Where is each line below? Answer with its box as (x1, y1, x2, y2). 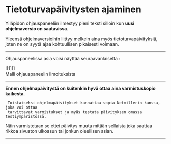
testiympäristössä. (5, 114, 47, 119)
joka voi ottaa (5, 105, 38, 110)
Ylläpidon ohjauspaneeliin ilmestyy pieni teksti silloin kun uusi (5, 20, 135, 26)
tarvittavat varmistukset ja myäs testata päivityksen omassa (7, 109, 142, 115)
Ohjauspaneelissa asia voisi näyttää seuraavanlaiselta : (5, 55, 121, 61)
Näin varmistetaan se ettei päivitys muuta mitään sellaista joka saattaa (5, 123, 153, 129)
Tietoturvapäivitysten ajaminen (5, 4, 141, 15)
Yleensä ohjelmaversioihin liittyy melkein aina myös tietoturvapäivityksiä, (5, 35, 158, 42)
